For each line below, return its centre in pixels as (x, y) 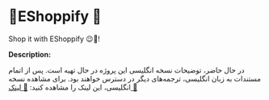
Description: (29, 54)
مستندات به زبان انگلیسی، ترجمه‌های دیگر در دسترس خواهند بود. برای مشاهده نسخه (134, 78)
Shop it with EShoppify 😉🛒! (55, 39)
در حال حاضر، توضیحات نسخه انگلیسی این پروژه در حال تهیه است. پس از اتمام (126, 70)
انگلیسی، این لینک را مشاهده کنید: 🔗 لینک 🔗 (73, 87)
